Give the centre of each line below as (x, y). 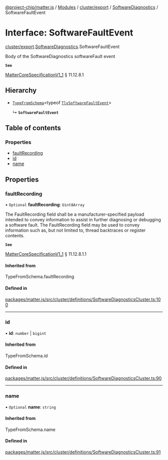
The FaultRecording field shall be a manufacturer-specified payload (75, 214)
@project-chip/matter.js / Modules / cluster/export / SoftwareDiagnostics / (82, 7)
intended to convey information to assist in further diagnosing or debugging (83, 220)
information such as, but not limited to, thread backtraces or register (75, 230)
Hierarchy (21, 90)
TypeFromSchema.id (26, 356)
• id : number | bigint (26, 333)
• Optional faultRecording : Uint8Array (45, 205)
